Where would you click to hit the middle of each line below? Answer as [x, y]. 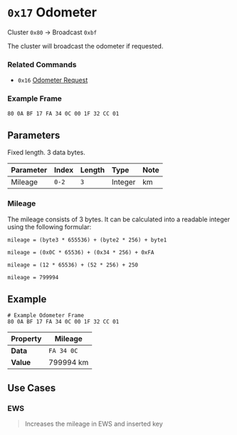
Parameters [34, 135]
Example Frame [35, 99]
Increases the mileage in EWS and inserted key [94, 424]
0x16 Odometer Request [53, 80]
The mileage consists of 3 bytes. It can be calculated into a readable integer [118, 219]
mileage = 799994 [33, 277]
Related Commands [42, 64]
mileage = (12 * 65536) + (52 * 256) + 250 [73, 265]
